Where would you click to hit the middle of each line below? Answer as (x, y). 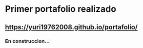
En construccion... (28, 41)
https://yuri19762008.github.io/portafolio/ (71, 27)
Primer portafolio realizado (61, 9)
